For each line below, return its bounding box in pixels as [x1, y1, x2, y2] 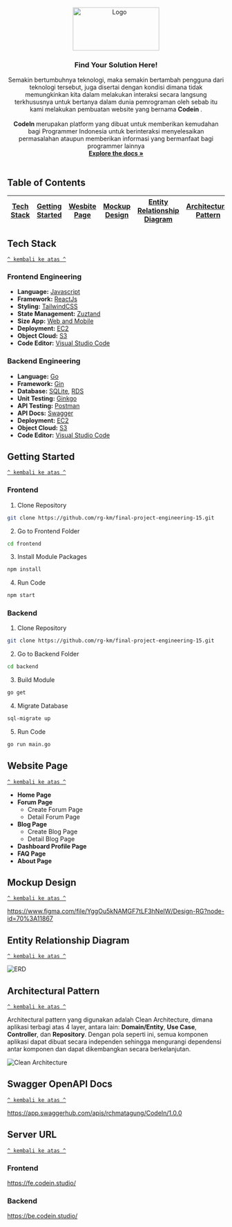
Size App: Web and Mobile [17, 317, 94, 325]
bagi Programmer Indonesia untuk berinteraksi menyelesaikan [28, 127, 204, 136]
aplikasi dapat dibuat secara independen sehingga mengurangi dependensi [7, 1037, 222, 1046]
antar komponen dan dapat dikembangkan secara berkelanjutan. [7, 1045, 191, 1053]
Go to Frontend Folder [17, 526, 80, 535]
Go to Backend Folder [17, 650, 79, 658]
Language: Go [17, 372, 59, 380]
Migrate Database [17, 702, 68, 710]
